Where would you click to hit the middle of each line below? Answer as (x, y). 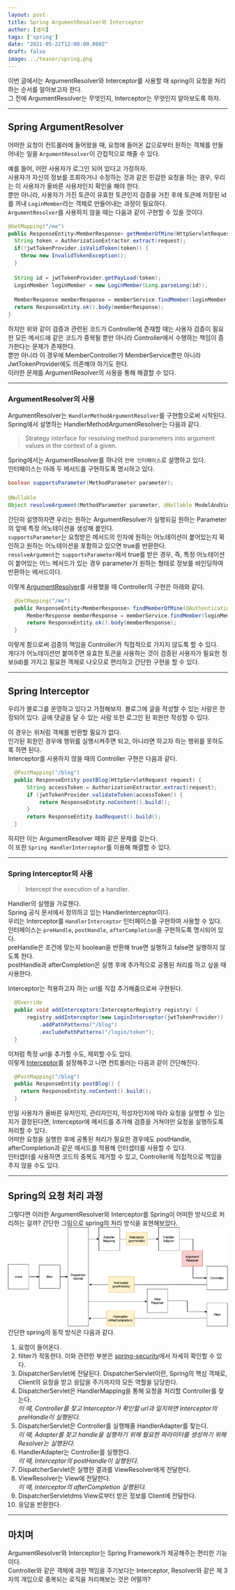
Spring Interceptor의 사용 (51, 873)
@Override (28, 1003)
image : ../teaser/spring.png (50, 59)
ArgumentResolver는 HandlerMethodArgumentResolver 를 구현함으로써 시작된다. (117, 415)
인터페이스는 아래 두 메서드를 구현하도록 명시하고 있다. (82, 469)
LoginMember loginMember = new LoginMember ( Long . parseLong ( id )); (111, 285)
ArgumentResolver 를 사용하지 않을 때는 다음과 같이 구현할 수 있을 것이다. (106, 212)
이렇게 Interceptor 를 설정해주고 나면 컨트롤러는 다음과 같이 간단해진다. (104, 1062)
